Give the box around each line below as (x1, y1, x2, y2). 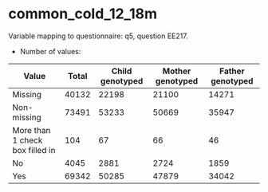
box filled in (12, 144, 56, 155)
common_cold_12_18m (8, 5, 158, 23)
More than (12, 124, 51, 135)
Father (219, 65, 245, 76)
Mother (162, 65, 191, 76)
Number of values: (19, 46, 81, 56)
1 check (12, 135, 43, 146)
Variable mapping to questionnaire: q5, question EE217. (8, 31, 189, 41)
